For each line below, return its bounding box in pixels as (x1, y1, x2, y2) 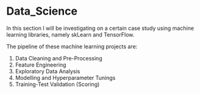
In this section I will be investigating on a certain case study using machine (6, 24, 194, 32)
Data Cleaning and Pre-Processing (15, 54, 102, 62)
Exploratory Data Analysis (15, 67, 80, 74)
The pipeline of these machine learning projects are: (6, 43, 138, 50)
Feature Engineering (15, 61, 66, 68)
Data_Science (6, 4, 78, 18)
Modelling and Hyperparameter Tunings (15, 74, 116, 81)
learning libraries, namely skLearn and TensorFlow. (6, 31, 135, 38)
